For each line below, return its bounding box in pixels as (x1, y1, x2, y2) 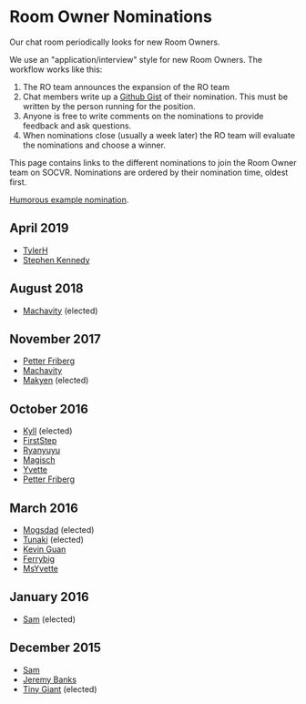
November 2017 (9, 331, 102, 347)
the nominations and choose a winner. (22, 139, 167, 150)
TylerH (22, 244, 48, 256)
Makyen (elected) (22, 375, 89, 386)
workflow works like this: (9, 64, 103, 75)
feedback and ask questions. (22, 120, 132, 131)
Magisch (22, 454, 56, 465)
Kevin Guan (22, 544, 66, 555)
